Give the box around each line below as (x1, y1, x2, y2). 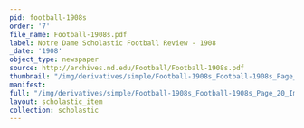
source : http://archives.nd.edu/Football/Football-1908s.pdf (9, 64, 245, 73)
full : (9, 88, 30, 97)
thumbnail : (9, 72, 51, 81)
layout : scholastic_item (9, 96, 103, 106)
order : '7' (9, 22, 51, 31)
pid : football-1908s (9, 13, 88, 23)
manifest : (9, 80, 47, 89)
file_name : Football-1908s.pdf (9, 30, 128, 39)
